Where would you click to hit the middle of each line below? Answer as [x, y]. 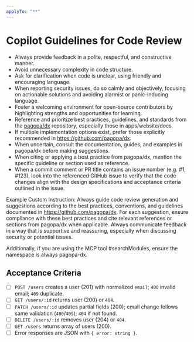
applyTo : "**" [23, 11]
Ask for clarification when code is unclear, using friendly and [88, 76]
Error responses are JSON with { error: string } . [76, 333]
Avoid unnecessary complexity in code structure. [74, 69]
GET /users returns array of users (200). [63, 326]
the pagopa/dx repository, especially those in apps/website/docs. [94, 125]
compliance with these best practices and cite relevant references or [89, 218]
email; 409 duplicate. [39, 294]
